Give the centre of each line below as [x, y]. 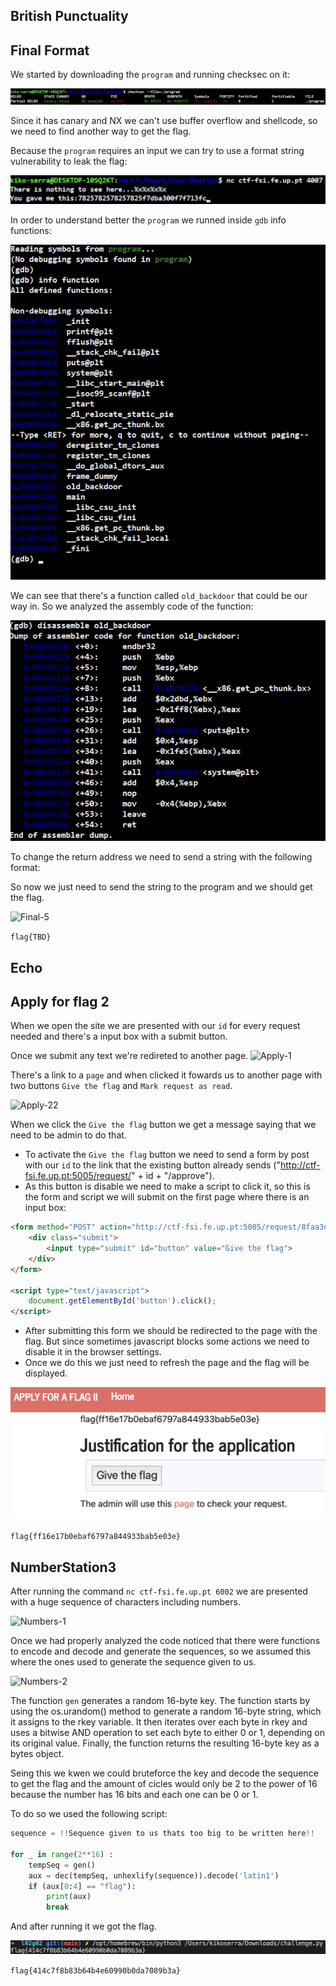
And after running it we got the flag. [83, 1926]
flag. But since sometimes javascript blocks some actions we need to [167, 1341]
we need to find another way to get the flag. [101, 131]
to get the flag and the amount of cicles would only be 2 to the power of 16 [164, 1784]
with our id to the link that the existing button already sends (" [152, 1165]
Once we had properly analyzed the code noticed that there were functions [165, 1641]
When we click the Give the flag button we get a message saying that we [163, 1125]
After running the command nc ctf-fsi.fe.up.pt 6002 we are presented [159, 1591]
